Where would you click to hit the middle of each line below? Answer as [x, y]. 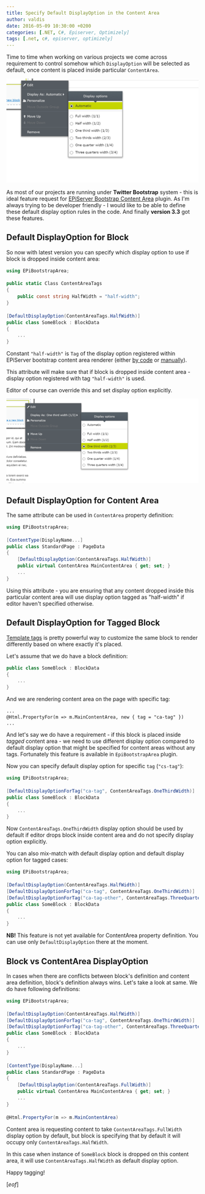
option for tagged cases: [37, 860]
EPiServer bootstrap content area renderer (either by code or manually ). [97, 360]
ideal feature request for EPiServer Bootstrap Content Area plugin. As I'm [98, 199]
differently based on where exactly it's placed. [65, 644]
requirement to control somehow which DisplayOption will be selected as [98, 64]
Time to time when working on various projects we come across [87, 57]
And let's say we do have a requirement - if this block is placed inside [94, 735]
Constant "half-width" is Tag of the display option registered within [91, 354]
